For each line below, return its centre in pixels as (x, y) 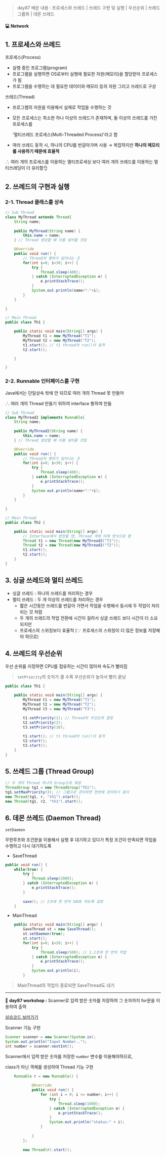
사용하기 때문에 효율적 (38, 151)
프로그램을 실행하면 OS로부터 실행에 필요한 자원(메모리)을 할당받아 (76, 74)
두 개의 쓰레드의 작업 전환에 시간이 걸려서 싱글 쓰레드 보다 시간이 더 (84, 618)
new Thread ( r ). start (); (47, 1150)
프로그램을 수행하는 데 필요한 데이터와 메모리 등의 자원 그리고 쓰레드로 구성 (84, 87)
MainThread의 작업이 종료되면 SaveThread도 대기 (66, 985)
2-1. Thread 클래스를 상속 (34, 202)
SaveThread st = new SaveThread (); (60, 929)
